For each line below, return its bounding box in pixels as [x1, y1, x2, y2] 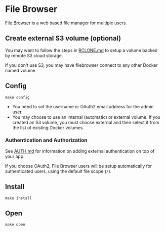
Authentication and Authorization [5, 137, 87, 144]
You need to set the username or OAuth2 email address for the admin [12, 103, 154, 109]
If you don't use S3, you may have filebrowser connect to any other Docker [5, 62, 158, 68]
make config [5, 95, 30, 100]
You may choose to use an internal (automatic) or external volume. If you [12, 114, 161, 120]
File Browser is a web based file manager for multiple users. [5, 20, 127, 26]
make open [5, 222, 26, 227]
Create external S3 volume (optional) [5, 34, 121, 43]
